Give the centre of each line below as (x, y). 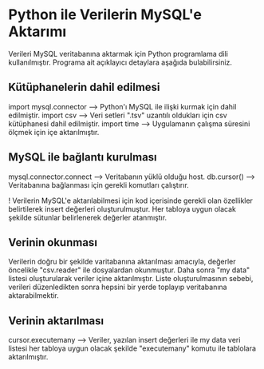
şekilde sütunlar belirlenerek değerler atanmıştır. (88, 217)
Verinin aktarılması (56, 321)
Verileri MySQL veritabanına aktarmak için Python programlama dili (118, 54)
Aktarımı (37, 32)
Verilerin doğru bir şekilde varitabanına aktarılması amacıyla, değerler (122, 262)
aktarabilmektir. (34, 296)
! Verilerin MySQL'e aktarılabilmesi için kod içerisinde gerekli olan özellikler (131, 200)
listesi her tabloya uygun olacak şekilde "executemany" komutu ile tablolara (132, 348)
